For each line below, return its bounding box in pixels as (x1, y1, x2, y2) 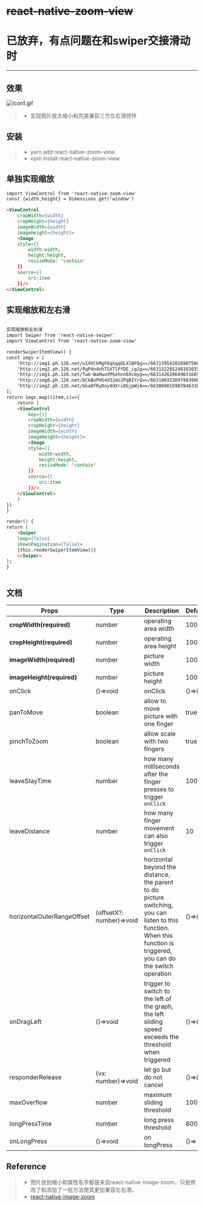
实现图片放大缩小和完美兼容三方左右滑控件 (30, 112, 137, 119)
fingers (143, 745, 165, 753)
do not (143, 1073, 163, 1081)
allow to (143, 697, 166, 705)
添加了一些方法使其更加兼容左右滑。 (46, 1186, 137, 1193)
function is (143, 938, 174, 947)
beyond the (143, 862, 177, 871)
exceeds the (143, 1032, 179, 1041)
